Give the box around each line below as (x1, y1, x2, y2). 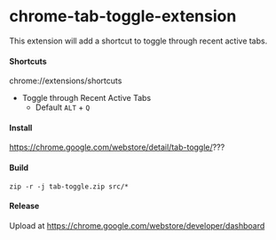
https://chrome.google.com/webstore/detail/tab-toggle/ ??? (9, 142, 225, 152)
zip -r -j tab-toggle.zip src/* (9, 182, 129, 191)
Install (9, 122, 33, 133)
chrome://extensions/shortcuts (9, 75, 122, 86)
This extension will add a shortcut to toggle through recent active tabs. (9, 35, 268, 46)
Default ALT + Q (35, 102, 91, 112)
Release (9, 201, 40, 212)
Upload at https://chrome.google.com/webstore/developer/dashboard (9, 220, 265, 231)
